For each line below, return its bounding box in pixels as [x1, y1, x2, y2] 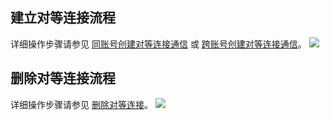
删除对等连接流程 [10, 70, 116, 87]
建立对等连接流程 [10, 9, 116, 27]
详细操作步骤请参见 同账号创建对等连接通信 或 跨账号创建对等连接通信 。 [10, 38, 307, 50]
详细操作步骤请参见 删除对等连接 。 [10, 98, 153, 110]
